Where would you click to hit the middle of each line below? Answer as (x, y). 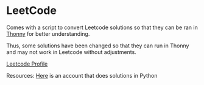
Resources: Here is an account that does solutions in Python (82, 75)
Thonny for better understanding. (48, 33)
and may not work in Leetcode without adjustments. (72, 52)
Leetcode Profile (27, 64)
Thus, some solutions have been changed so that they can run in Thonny (98, 46)
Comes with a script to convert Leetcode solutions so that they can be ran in (102, 27)
